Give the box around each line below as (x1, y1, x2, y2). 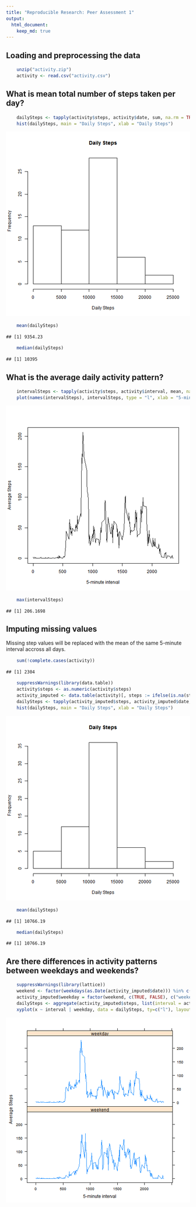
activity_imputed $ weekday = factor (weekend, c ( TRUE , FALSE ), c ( (16, 994, 176, 1000)
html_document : (11, 22, 48, 28)
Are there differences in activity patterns (6, 956, 157, 966)
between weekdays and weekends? (6, 966, 139, 976)
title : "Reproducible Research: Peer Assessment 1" (6, 9, 134, 15)
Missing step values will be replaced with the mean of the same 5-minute (6, 639, 182, 647)
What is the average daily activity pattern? (6, 372, 164, 382)
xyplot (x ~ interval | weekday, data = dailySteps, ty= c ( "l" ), (16, 1007, 174, 1012)
